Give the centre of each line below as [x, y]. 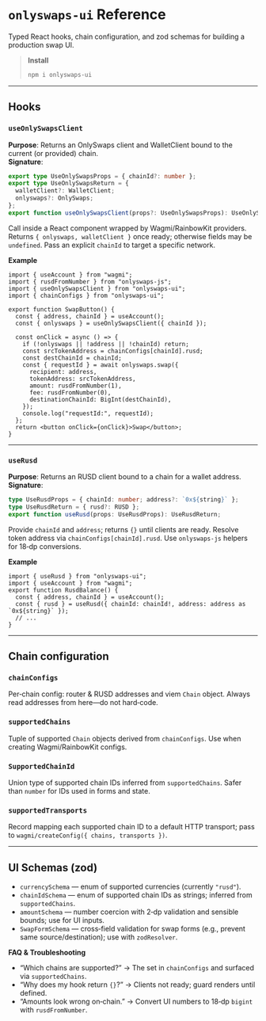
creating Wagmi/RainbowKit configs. [68, 747]
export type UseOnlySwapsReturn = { [68, 184]
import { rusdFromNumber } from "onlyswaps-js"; [90, 282]
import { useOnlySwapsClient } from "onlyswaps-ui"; [97, 288]
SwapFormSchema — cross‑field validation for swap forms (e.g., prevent [132, 929]
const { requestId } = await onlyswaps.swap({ [101, 365]
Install [38, 60]
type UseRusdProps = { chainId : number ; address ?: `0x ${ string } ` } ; [123, 500]
